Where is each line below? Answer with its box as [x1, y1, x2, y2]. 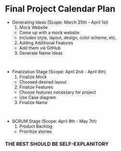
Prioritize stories [19, 128, 52, 134]
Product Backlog [19, 123, 53, 129]
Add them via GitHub [19, 45, 61, 51]
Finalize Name [19, 99, 48, 105]
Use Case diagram [19, 94, 56, 100]
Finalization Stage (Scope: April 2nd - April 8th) [12, 69, 106, 74]
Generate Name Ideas [19, 50, 63, 56]
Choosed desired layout [19, 79, 67, 85]
